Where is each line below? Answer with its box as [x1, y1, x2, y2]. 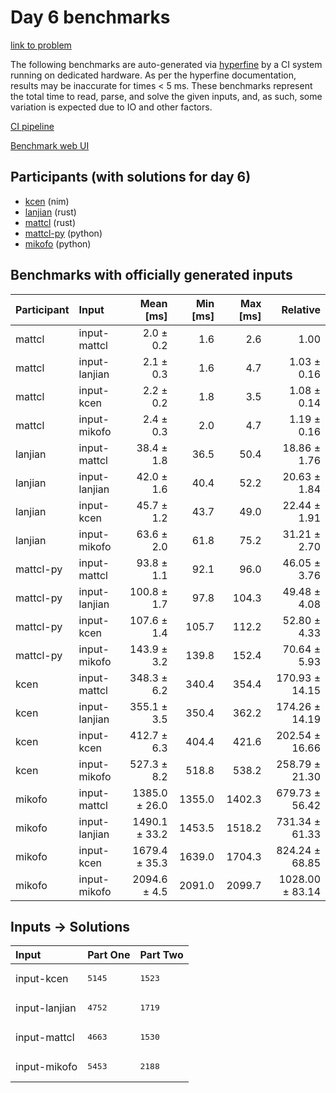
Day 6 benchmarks [10, 6, 171, 29]
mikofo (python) [24, 237, 92, 250]
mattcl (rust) [24, 216, 77, 228]
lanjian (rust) [24, 206, 77, 218]
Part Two [139, 948, 184, 962]
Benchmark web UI [10, 139, 90, 151]
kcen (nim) [24, 195, 70, 207]
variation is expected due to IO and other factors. [10, 101, 213, 113]
